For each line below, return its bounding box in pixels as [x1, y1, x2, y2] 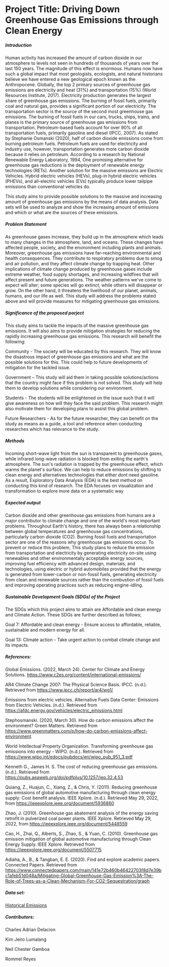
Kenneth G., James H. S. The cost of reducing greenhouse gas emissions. [5, 763, 158, 769]
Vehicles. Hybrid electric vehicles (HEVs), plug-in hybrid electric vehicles [5, 173, 157, 179]
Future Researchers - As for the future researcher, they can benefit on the [5, 415, 158, 421]
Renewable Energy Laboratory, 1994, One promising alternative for [5, 157, 143, 163]
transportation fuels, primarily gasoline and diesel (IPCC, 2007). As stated [5, 130, 158, 136]
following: [5, 339, 26, 345]
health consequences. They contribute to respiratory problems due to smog [5, 255, 162, 261]
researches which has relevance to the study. [5, 426, 100, 432]
